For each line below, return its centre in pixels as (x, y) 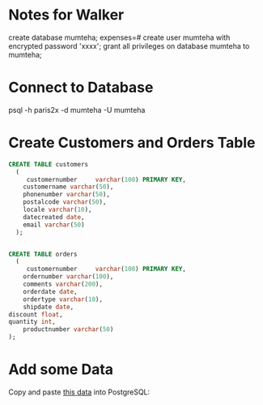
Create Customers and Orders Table (132, 143)
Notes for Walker (66, 15)
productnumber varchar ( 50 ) (68, 330)
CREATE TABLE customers (49, 164)
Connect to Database (81, 88)
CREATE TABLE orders (43, 254)
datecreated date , (54, 217)
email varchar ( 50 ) (54, 225)
